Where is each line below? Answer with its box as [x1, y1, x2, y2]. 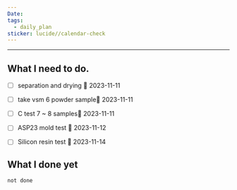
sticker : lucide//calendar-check [7, 30, 106, 37]
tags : [7, 17, 23, 24]
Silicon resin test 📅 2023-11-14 [17, 138, 106, 146]
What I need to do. [7, 63, 90, 75]
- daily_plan [13, 23, 52, 30]
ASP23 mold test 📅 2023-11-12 [17, 124, 107, 132]
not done [7, 177, 33, 184]
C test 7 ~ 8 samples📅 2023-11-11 [17, 110, 115, 118]
